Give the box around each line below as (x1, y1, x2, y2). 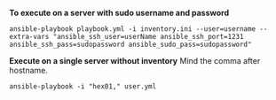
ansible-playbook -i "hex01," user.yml (9, 82, 157, 91)
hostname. (9, 65, 49, 75)
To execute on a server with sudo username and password (9, 8, 230, 18)
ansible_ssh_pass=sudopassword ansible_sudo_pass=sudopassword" (9, 40, 252, 49)
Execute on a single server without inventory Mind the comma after (9, 56, 261, 65)
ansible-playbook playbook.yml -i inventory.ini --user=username (9, 25, 256, 34)
